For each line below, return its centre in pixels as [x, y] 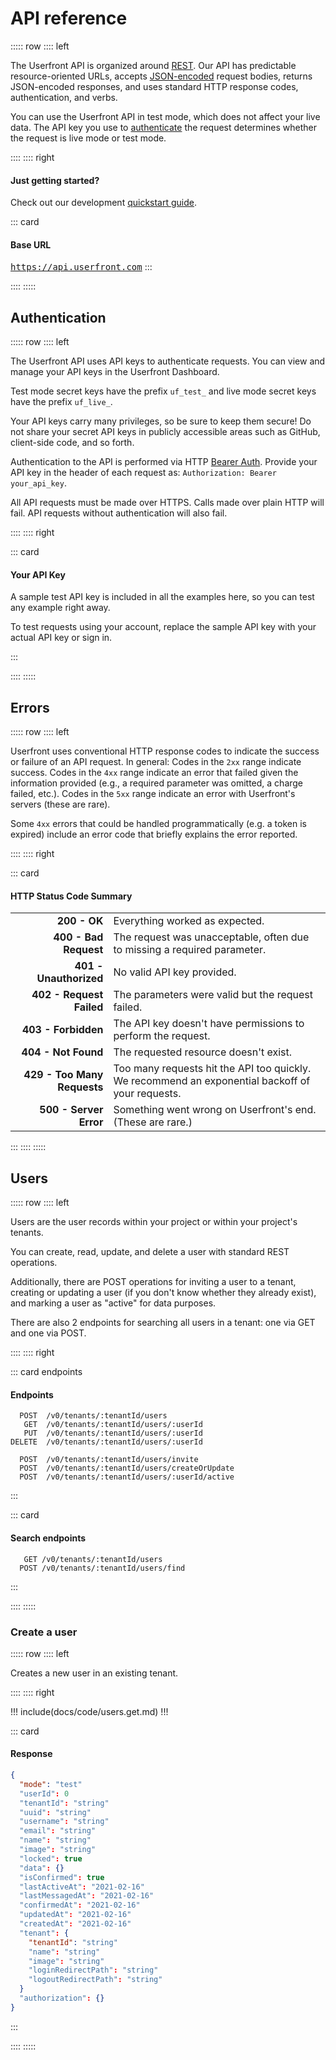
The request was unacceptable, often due [211, 937]
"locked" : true [51, 1858]
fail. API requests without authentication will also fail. [119, 513]
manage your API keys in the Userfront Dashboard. [115, 372]
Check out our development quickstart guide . [104, 203]
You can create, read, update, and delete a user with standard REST [150, 1252]
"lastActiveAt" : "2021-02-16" [82, 1887]
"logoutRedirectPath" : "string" [95, 1980]
